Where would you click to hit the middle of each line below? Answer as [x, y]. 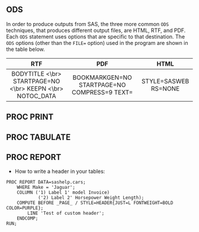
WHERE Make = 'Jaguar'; [46, 188]
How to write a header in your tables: [60, 172]
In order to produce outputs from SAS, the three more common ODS [88, 24]
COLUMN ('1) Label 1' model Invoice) [63, 193]
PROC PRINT [30, 117]
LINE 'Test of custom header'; [66, 213]
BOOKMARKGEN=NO [102, 78]
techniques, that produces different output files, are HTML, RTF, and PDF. [96, 30]
